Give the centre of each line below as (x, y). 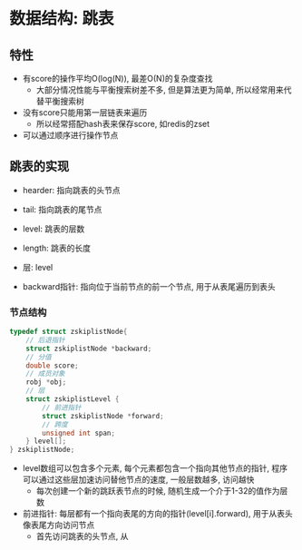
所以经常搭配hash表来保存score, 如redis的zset (123, 124)
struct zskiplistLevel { (73, 399)
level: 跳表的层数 (54, 229)
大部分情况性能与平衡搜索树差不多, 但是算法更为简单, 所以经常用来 (160, 90)
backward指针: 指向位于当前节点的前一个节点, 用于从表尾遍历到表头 (149, 286)
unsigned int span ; (79, 433)
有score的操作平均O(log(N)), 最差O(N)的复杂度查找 (117, 79)
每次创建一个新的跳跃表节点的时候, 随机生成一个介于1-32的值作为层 (162, 491)
